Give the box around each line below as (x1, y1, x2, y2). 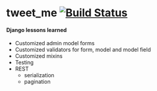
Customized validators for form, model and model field (14, 46, 151, 54)
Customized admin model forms (14, 40, 95, 47)
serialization (24, 72, 54, 79)
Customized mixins (14, 52, 63, 60)
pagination (24, 78, 51, 86)
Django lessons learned (6, 26, 67, 33)
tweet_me (6, 6, 57, 20)
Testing (14, 59, 34, 66)
